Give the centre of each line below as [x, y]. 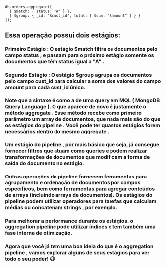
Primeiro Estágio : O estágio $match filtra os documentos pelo [81, 49]
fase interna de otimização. [39, 233]
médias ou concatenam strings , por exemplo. [61, 207]
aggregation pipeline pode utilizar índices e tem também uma [80, 226]
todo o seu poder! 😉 [30, 259]
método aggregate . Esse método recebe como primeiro [74, 113]
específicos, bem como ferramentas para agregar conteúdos [80, 189]
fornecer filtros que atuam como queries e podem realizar [76, 151]
